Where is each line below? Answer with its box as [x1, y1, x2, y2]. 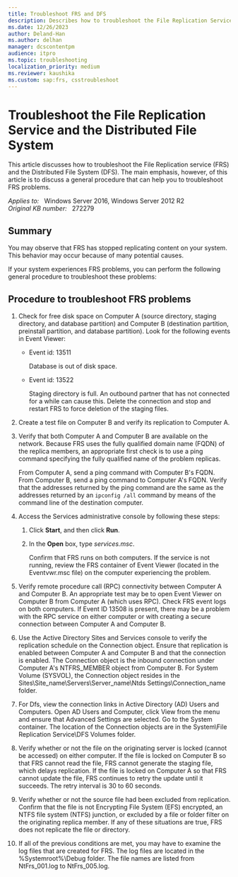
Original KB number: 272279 [8, 204, 95, 213]
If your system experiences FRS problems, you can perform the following [8, 265, 221, 274]
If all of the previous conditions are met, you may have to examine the [18, 839, 221, 847]
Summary [8, 225, 52, 237]
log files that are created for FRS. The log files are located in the [18, 847, 205, 855]
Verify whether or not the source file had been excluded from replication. [18, 795, 231, 803]
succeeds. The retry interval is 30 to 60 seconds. [18, 781, 162, 790]
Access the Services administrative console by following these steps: [18, 512, 220, 520]
